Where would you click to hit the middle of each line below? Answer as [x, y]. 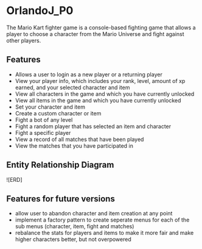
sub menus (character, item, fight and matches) [75, 226]
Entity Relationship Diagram [60, 165]
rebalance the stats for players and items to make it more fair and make [104, 233]
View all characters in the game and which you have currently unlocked [105, 94]
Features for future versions [61, 199]
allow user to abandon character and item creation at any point [94, 214]
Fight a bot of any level [44, 120]
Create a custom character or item [58, 113]
